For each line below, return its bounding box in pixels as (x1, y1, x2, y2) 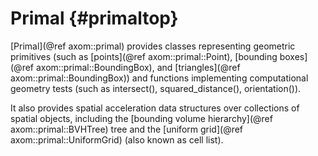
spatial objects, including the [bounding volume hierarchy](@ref (10, 112, 273, 124)
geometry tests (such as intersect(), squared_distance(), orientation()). (10, 82, 302, 94)
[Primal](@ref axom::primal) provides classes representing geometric (10, 40, 296, 52)
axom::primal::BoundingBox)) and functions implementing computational (10, 72, 309, 84)
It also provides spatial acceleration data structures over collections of (10, 102, 300, 114)
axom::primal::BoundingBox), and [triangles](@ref (35, 61, 241, 73)
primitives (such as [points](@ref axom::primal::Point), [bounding (10, 50, 278, 62)
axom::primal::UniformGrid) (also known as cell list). (10, 133, 224, 146)
